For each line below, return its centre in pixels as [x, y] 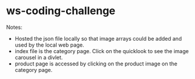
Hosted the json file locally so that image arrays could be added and [98, 38]
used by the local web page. [49, 45]
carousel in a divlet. [39, 57]
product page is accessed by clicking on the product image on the [96, 64]
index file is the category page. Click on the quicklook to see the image [102, 51]
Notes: [14, 27]
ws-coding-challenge [61, 11]
